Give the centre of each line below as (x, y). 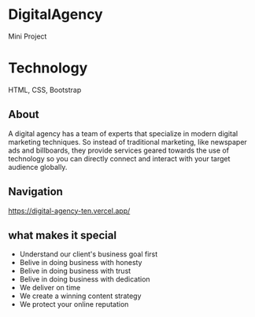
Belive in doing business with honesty (81, 263)
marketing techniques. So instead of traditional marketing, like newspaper (128, 142)
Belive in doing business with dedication (85, 279)
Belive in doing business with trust (75, 271)
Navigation (35, 192)
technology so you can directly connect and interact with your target (119, 158)
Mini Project (28, 36)
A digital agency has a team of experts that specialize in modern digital (123, 133)
